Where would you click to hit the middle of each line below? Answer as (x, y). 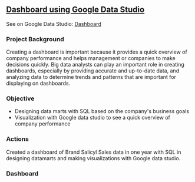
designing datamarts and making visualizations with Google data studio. (93, 158)
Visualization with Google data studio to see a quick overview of (92, 118)
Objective (20, 98)
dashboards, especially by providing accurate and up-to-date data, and (93, 71)
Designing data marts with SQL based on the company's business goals (102, 111)
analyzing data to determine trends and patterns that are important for (91, 77)
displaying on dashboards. (38, 83)
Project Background (35, 39)
